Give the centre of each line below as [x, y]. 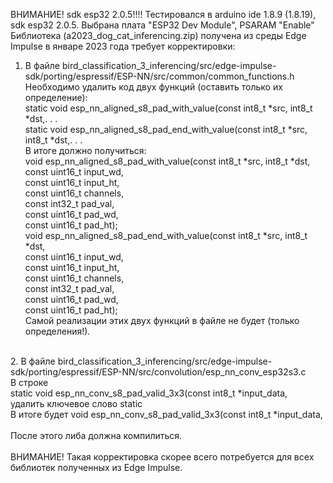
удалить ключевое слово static [76, 403]
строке [33, 382]
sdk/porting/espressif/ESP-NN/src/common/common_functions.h [159, 76]
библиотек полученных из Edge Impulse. [96, 467]
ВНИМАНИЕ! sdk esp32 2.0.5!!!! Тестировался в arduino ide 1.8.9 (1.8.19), [163, 14]
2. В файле [33, 361]
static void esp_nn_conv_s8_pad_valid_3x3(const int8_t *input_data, [149, 393]
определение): [56, 97]
